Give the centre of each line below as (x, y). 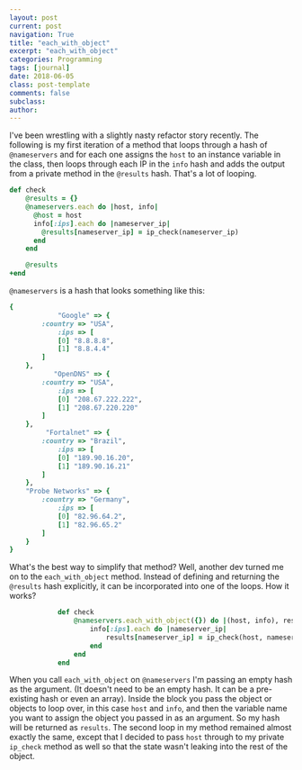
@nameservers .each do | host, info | (92, 207)
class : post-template (50, 85)
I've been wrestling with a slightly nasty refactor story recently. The (134, 135)
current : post (36, 26)
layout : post (34, 18)
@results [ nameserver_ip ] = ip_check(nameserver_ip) (141, 232)
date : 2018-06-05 (42, 77)
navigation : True (42, 34)
